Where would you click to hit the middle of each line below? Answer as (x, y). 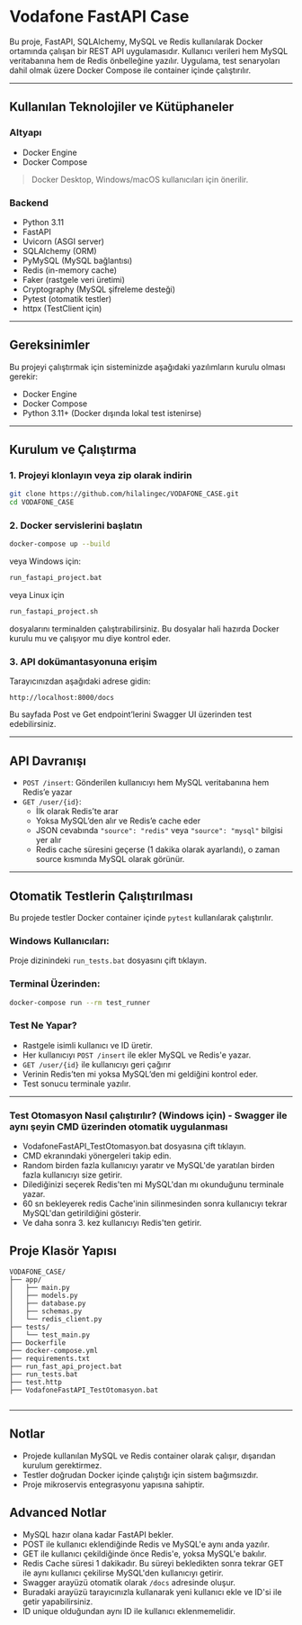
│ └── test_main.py (50, 1335)
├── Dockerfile (38, 1343)
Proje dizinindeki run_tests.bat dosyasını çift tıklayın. (108, 960)
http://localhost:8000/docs (62, 698)
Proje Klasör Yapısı (63, 1251)
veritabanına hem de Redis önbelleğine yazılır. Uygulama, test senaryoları (145, 60)
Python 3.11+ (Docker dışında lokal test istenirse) (112, 413)
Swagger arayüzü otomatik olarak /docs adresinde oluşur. (129, 1582)
